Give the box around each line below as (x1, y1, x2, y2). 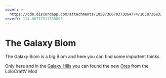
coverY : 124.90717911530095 (5, 16, 63, 21)
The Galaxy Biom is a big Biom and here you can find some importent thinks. (5, 53, 161, 59)
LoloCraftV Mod (5, 68, 38, 74)
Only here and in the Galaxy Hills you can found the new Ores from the (5, 63, 149, 69)
